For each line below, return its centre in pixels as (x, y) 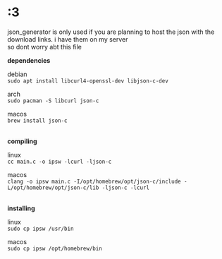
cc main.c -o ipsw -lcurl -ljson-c (60, 162)
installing (21, 208)
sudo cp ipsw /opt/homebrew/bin (55, 248)
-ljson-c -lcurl (126, 188)
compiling (22, 141)
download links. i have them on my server (68, 39)
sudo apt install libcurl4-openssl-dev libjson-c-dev (88, 81)
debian (17, 74)
